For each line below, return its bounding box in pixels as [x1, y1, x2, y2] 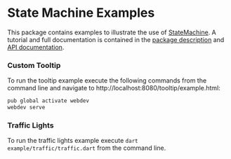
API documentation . [7, 43, 65, 51]
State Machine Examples [7, 5, 155, 21]
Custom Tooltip [7, 60, 61, 70]
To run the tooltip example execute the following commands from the [7, 76, 207, 85]
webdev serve [7, 104, 46, 111]
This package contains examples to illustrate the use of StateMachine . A [7, 28, 216, 36]
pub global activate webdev [7, 97, 90, 104]
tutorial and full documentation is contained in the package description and [7, 35, 225, 43]
